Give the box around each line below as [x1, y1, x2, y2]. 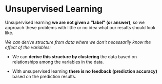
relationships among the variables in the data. [12, 59, 104, 65]
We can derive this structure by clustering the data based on [12, 53, 137, 59]
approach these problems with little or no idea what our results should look [5, 24, 156, 30]
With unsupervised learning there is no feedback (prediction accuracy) [12, 68, 158, 74]
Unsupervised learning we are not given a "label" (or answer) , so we [5, 19, 145, 25]
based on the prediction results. [12, 73, 77, 79]
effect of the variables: [5, 44, 51, 50]
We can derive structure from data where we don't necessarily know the [5, 39, 151, 45]
